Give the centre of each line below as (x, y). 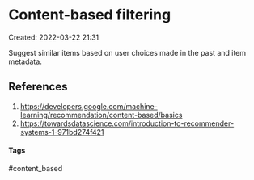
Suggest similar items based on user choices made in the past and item (127, 52)
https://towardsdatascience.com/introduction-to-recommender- (127, 123)
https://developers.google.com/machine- (89, 106)
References (38, 87)
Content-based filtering (90, 15)
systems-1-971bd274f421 (62, 132)
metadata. (25, 61)
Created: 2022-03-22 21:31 (54, 37)
